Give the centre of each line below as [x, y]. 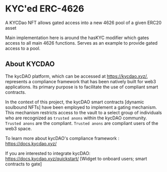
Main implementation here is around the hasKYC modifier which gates [77, 38]
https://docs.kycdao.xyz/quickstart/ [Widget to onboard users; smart [76, 158]
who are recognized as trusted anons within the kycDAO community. [76, 118]
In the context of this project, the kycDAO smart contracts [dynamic [75, 102]
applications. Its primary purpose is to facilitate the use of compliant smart [82, 87]
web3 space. [18, 128]
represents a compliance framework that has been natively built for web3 [81, 81]
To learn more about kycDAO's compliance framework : [62, 138]
